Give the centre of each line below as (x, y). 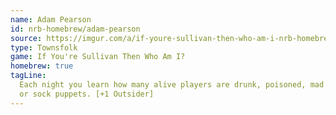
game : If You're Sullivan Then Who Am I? (98, 57)
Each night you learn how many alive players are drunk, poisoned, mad (172, 85)
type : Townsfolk (44, 47)
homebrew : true (42, 66)
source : (26, 38)
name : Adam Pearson (51, 19)
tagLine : (28, 76)
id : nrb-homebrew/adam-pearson (75, 29)
